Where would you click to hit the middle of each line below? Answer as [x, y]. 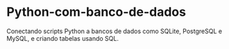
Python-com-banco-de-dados [96, 12]
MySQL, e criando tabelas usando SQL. [63, 38]
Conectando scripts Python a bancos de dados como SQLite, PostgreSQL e [114, 31]
